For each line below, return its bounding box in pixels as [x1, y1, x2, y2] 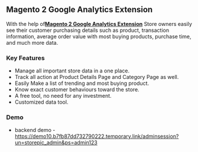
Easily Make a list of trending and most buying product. [14, 80, 150, 87]
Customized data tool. [14, 98, 69, 105]
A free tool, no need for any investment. [14, 92, 112, 100]
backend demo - [14, 127, 56, 134]
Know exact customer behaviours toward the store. [14, 86, 140, 93]
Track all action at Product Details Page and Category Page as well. [14, 74, 179, 81]
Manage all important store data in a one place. [14, 67, 130, 74]
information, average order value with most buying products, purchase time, [6, 32, 191, 40]
